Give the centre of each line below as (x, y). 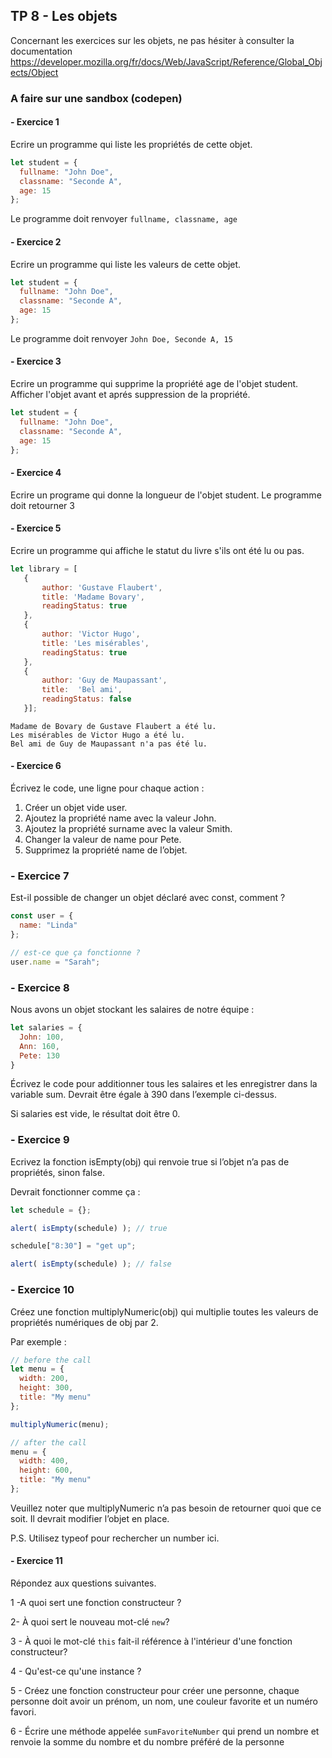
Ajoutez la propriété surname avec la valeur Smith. (128, 829)
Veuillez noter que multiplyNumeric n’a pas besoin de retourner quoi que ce (166, 1508)
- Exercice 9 (40, 1140)
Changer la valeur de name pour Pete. (103, 840)
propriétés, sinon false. (57, 1172)
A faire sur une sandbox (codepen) (96, 98)
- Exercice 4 (36, 473)
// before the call (51, 1360)
